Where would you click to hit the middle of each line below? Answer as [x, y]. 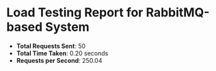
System [67, 27]
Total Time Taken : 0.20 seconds [62, 53]
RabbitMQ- [178, 13]
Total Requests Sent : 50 [51, 46]
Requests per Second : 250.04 [59, 60]
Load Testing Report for [75, 13]
